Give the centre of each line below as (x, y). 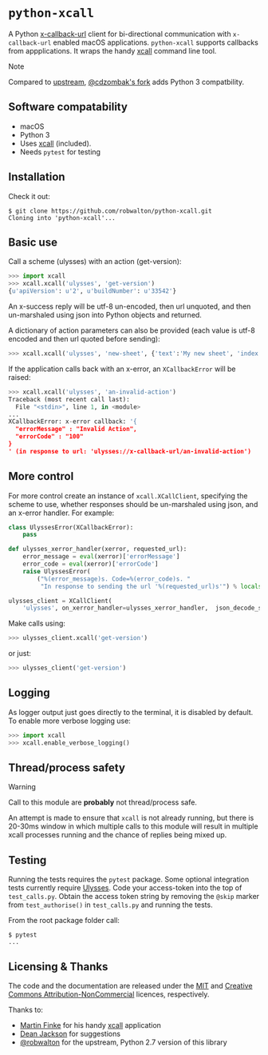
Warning (22, 787)
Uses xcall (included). (55, 143)
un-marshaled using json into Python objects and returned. (105, 315)
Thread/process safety (67, 768)
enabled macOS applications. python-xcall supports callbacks (156, 42)
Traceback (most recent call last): (69, 399)
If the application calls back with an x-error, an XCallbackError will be (122, 369)
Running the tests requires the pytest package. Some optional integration (129, 879)
